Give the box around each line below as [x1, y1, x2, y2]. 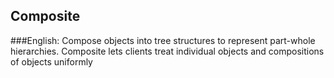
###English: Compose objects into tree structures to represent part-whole [10, 34, 316, 46]
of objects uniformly [10, 55, 93, 68]
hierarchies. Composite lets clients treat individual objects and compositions [10, 45, 325, 57]
